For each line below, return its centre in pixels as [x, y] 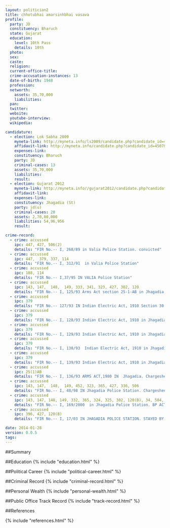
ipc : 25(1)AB [28, 372]
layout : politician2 [27, 10]
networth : [20, 90]
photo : [17, 52]
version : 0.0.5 [21, 433]
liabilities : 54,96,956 [39, 221]
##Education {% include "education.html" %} [52, 462]
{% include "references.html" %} [40, 520]
